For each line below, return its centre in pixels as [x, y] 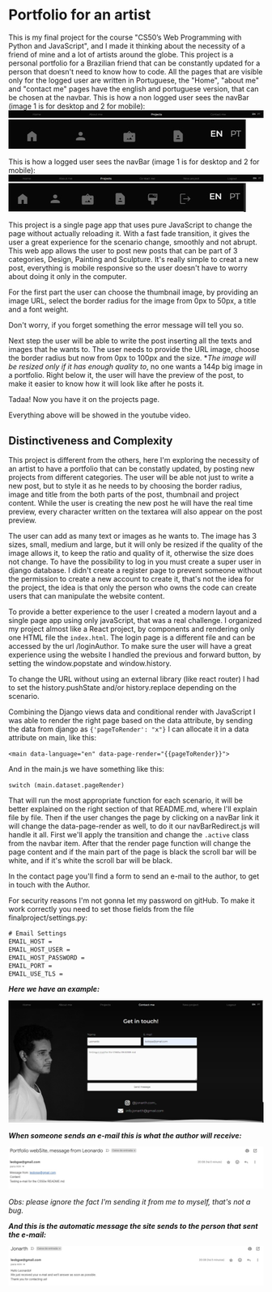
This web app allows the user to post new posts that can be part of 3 [123, 251]
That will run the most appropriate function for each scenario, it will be [125, 801]
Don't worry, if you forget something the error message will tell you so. [126, 325]
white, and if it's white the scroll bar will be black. [91, 861]
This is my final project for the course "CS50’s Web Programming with [125, 37]
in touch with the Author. [49, 885]
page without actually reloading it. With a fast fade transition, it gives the [129, 234]
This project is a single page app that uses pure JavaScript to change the [130, 225]
